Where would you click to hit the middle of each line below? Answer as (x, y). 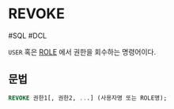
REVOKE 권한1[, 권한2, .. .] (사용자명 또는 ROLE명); (88, 98)
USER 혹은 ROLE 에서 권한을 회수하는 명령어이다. (82, 51)
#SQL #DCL (28, 36)
